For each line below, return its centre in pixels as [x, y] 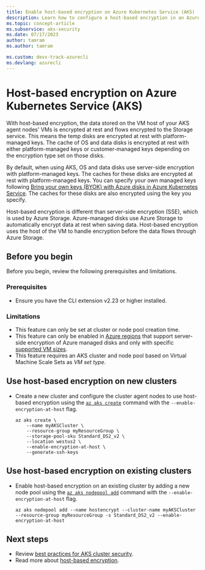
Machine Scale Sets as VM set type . [60, 362]
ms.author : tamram [30, 46]
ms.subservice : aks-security [43, 29]
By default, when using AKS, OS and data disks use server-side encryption [100, 167]
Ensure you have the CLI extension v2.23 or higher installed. [91, 301]
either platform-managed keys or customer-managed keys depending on [98, 149]
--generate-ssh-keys [52, 452]
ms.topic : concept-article [41, 23]
